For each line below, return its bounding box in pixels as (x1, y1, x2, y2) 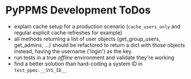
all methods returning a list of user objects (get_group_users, (13, 35, 161, 42)
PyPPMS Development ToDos (5, 4, 151, 17)
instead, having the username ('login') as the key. (13, 47, 133, 54)
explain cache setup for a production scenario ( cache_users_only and (13, 23, 180, 30)
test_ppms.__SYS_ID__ (13, 67, 67, 73)
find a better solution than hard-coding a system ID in (13, 60, 143, 67)
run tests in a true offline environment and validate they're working (13, 54, 175, 61)
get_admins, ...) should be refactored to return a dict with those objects (13, 42, 185, 49)
